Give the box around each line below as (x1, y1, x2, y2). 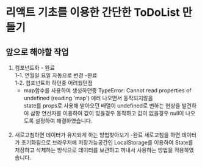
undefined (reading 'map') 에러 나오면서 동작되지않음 (23, 95, 153, 101)
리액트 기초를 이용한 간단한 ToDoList (5, 5, 181, 19)
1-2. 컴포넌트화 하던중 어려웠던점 (14, 80, 93, 86)
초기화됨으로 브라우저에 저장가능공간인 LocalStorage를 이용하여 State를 (21, 139, 193, 146)
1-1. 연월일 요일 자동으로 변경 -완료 (14, 72, 98, 79)
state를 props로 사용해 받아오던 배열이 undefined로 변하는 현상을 (23, 102, 181, 109)
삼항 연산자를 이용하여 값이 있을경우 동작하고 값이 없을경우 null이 (30, 110, 184, 117)
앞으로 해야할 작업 (5, 47, 69, 57)
